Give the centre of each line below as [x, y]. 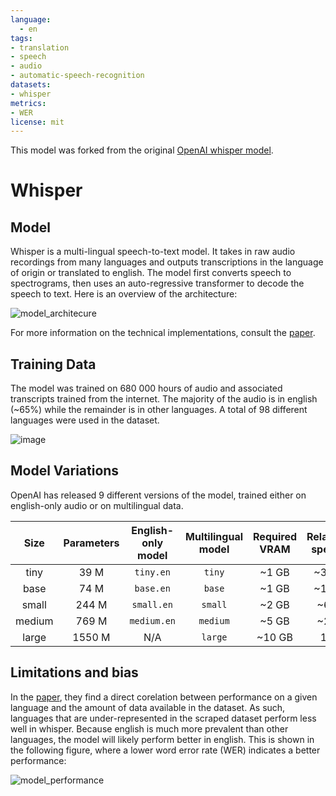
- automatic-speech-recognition [77, 76]
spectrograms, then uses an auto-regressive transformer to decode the [157, 283]
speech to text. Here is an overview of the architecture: [124, 294]
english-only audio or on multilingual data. [97, 505]
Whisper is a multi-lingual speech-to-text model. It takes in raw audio [153, 252]
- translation [40, 47]
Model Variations [65, 471]
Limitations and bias [74, 672]
